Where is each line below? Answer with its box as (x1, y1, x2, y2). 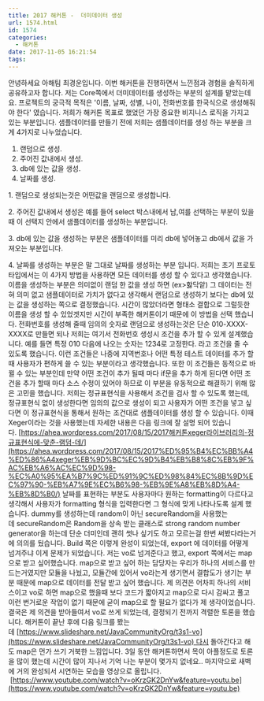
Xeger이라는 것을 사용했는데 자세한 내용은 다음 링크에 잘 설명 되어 (8, 417, 210, 427)
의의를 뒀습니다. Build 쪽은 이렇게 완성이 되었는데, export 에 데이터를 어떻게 (16, 538, 249, 547)
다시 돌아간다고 (195, 636, 243, 646)
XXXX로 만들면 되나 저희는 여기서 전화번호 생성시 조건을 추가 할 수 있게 (8, 328, 227, 339)
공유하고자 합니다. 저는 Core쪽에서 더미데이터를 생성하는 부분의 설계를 (8, 87, 224, 97)
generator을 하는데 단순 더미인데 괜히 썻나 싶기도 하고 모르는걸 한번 (8, 529, 217, 538)
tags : (8, 56, 26, 64)
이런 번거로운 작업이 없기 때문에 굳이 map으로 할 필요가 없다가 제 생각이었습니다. (8, 597, 256, 606)
